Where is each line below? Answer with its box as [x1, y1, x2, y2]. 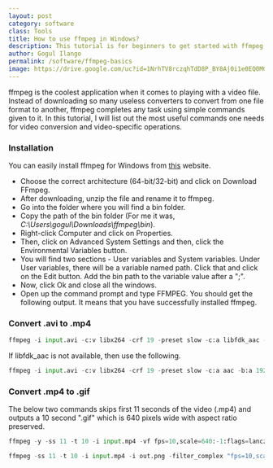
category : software [8, 20, 75, 28]
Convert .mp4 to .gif [8, 386, 91, 397]
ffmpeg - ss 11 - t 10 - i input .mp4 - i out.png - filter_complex [8, 453, 223, 461]
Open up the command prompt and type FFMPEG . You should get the [19, 289, 253, 299]
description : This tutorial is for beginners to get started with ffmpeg [8, 42, 264, 50]
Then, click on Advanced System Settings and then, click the [19, 237, 224, 247]
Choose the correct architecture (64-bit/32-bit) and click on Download [19, 177, 258, 186]
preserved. [8, 422, 45, 431]
